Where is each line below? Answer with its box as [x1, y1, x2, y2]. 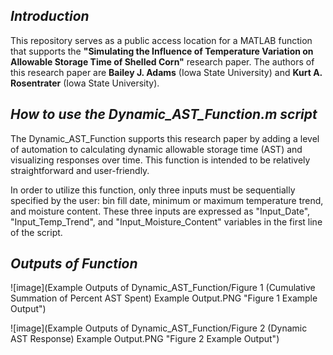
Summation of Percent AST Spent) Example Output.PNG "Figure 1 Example [10, 292, 318, 304]
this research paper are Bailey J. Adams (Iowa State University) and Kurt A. [10, 66, 323, 78]
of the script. [10, 226, 63, 238]
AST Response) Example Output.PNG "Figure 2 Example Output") [10, 333, 280, 345]
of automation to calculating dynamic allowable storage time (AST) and [10, 143, 303, 155]
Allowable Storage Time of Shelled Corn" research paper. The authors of [10, 55, 315, 68]
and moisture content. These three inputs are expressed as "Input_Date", [10, 205, 311, 217]
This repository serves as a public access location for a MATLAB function [10, 34, 313, 46]
